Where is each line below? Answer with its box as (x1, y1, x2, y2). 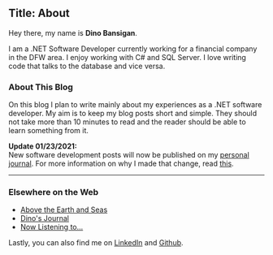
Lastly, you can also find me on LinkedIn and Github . (8, 238, 184, 248)
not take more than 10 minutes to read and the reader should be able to (8, 117, 246, 127)
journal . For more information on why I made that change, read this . (8, 158, 234, 169)
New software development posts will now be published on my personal (8, 150, 249, 160)
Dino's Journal (19, 214, 69, 223)
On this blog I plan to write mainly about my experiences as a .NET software (8, 100, 262, 110)
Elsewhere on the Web (8, 187, 99, 198)
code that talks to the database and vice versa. (8, 61, 166, 71)
